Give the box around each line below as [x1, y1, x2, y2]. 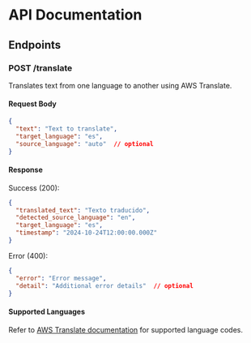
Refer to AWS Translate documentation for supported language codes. [8, 324, 243, 334]
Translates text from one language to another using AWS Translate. [8, 80, 232, 90]
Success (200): [8, 182, 60, 192]
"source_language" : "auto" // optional [15, 139, 154, 148]
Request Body [8, 99, 57, 109]
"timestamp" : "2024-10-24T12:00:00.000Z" [15, 229, 158, 237]
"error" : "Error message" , [15, 274, 107, 282]
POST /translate [8, 62, 73, 74]
